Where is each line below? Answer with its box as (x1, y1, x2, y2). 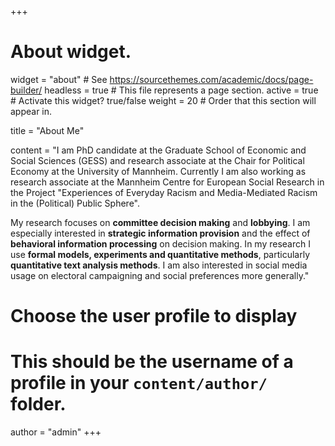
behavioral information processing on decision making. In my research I (10, 237, 311, 250)
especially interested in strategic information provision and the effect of (10, 227, 311, 239)
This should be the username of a (10, 351, 294, 373)
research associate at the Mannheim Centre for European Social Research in (10, 176, 325, 188)
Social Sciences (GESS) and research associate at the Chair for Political (10, 154, 305, 166)
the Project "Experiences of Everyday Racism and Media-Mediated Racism (10, 186, 318, 198)
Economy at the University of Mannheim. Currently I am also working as (10, 165, 307, 177)
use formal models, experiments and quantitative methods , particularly (10, 248, 311, 260)
